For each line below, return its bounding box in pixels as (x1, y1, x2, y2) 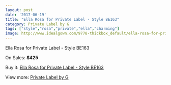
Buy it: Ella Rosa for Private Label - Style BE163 (5, 64, 104, 70)
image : (5, 31, 19, 36)
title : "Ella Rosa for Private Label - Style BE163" (5, 17, 120, 22)
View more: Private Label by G (5, 74, 69, 80)
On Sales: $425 (5, 55, 38, 61)
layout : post (5, 7, 33, 13)
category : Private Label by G (5, 21, 70, 27)
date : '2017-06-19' (5, 12, 47, 17)
